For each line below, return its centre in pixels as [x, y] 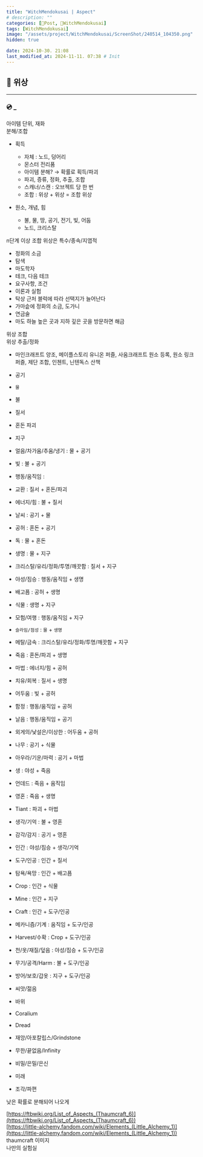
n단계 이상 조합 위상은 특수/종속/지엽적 [52, 240]
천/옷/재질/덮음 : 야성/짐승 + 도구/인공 [60, 950]
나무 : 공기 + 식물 [35, 745]
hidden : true [23, 40]
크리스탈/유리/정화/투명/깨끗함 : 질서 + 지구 [66, 566]
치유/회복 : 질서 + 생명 [41, 681]
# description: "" [29, 18]
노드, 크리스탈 [40, 228]
